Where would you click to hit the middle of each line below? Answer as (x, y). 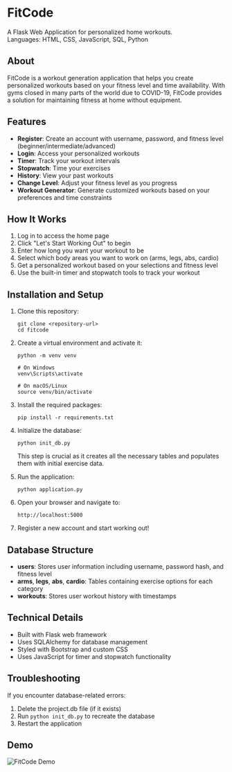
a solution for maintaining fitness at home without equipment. (95, 100)
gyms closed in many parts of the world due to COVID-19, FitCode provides (115, 92)
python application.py (50, 490)
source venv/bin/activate (54, 392)
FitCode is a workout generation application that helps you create (100, 78)
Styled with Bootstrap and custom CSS (72, 649)
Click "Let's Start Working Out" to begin (74, 243)
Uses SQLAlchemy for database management (82, 642)
